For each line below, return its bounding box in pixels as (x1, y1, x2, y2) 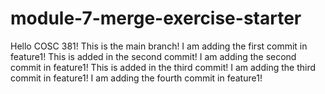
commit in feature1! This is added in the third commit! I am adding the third (10, 61, 317, 73)
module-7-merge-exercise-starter (10, 7, 302, 30)
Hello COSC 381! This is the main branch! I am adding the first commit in (10, 40, 308, 52)
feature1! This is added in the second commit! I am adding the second (10, 50, 297, 62)
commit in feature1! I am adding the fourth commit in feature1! (10, 72, 263, 84)
